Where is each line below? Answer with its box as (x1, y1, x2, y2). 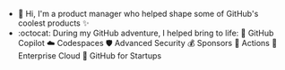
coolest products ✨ (17, 18, 90, 28)
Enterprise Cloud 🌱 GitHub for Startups (17, 51, 162, 61)
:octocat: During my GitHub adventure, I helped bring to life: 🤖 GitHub (17, 27, 274, 38)
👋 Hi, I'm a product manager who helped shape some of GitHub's (17, 9, 259, 19)
